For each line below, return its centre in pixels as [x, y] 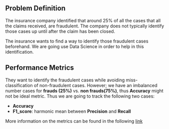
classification [19, 85]
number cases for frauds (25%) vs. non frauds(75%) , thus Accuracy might [84, 91]
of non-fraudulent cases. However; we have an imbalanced [96, 85]
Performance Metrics [40, 68]
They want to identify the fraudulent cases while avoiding [65, 80]
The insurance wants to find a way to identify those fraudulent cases [77, 41]
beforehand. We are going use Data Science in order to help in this [75, 46]
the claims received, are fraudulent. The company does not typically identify [85, 26]
